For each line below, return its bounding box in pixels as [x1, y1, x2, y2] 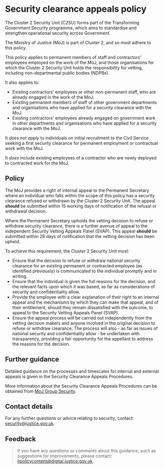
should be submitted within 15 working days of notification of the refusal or [5, 203, 157, 209]
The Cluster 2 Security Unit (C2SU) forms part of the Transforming [5, 20, 140, 26]
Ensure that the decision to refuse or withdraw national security [12, 258, 141, 263]
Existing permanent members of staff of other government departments [12, 99, 157, 105]
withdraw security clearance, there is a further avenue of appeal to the [5, 223, 148, 229]
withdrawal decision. [5, 208, 47, 214]
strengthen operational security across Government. [5, 30, 111, 36]
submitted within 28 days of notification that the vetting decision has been [5, 233, 155, 239]
